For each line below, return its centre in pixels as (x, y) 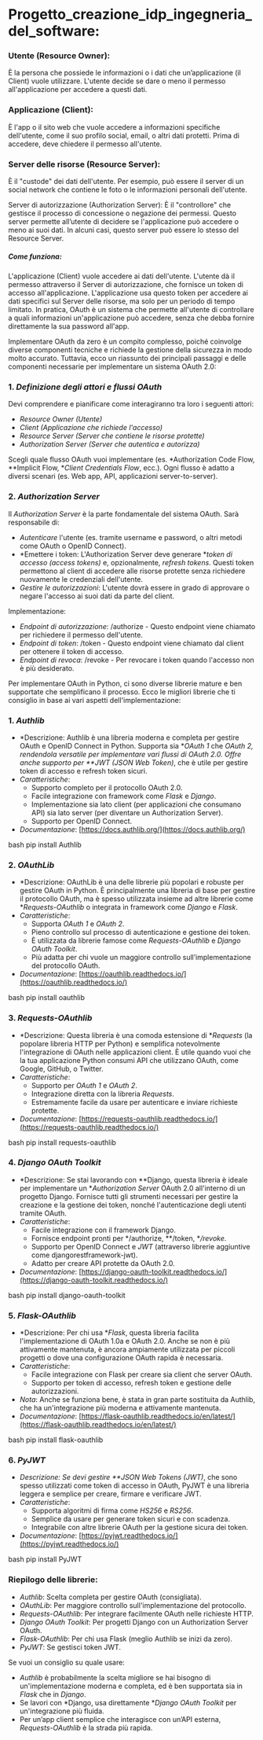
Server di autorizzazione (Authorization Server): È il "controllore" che (120, 205)
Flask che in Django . (53, 1694)
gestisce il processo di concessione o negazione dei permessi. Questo (122, 213)
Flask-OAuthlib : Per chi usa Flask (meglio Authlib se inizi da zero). (126, 1639)
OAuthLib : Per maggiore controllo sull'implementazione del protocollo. (133, 1605)
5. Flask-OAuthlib (42, 1315)
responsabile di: (34, 522)
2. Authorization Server (54, 497)
